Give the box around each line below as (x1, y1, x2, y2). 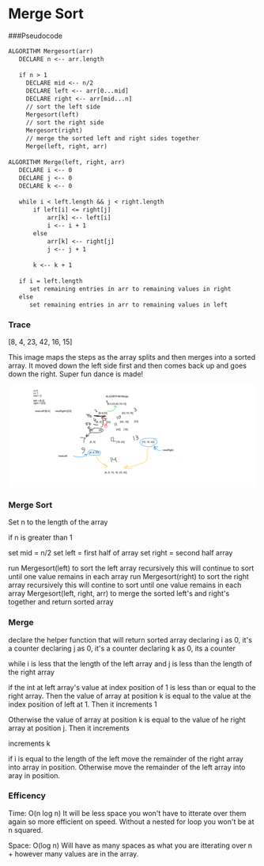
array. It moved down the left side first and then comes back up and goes (8, 361, 247, 371)
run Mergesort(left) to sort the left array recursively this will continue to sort (8, 563, 255, 573)
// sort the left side (25, 102, 101, 111)
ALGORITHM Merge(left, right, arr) (8, 158, 126, 166)
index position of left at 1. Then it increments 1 (8, 699, 157, 709)
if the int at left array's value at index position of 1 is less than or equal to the (8, 682, 256, 692)
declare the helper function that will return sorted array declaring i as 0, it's (8, 635, 253, 644)
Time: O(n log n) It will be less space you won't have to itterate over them (8, 808, 247, 818)
